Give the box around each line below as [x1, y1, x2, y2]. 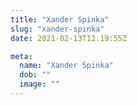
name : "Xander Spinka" [19, 61, 114, 71]
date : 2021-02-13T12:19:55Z [10, 33, 128, 43]
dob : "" [19, 70, 52, 80]
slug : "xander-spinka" [10, 24, 105, 34]
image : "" [19, 79, 60, 90]
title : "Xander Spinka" [10, 14, 110, 25]
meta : [10, 51, 33, 61]
